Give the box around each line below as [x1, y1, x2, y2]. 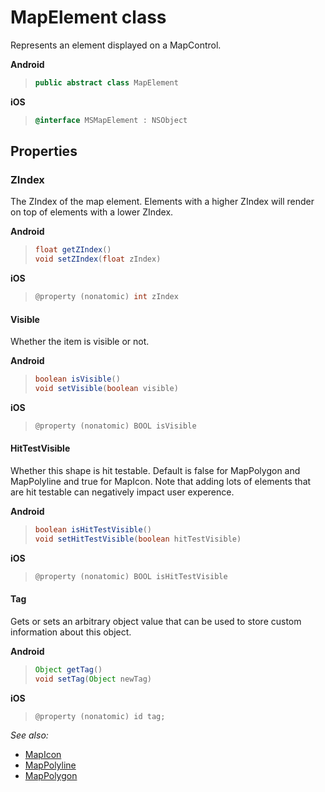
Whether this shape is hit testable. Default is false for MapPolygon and [10, 465, 301, 477]
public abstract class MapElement [34, 77, 179, 88]
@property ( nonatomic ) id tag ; [34, 711, 166, 721]
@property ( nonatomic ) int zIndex [34, 292, 179, 302]
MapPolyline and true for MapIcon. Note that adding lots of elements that [10, 476, 312, 488]
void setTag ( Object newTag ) [34, 674, 152, 684]
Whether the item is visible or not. [10, 336, 150, 348]
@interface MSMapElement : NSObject [34, 115, 188, 125]
